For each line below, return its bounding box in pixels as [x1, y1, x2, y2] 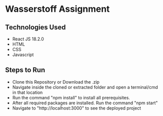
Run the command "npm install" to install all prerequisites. [12, 94, 130, 100]
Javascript [12, 52, 34, 58]
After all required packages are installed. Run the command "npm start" [12, 100, 158, 106]
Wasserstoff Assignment [5, 3, 110, 15]
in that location [12, 89, 43, 95]
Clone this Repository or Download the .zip [12, 79, 100, 85]
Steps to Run [5, 66, 45, 74]
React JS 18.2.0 [12, 36, 44, 42]
